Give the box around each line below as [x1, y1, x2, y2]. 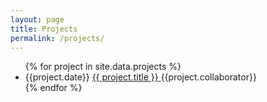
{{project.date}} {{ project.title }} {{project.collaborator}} [24, 71, 257, 83]
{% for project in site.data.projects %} [24, 61, 182, 73]
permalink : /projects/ [10, 33, 105, 43]
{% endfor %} [24, 82, 83, 94]
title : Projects [10, 24, 78, 34]
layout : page [10, 14, 65, 25]
